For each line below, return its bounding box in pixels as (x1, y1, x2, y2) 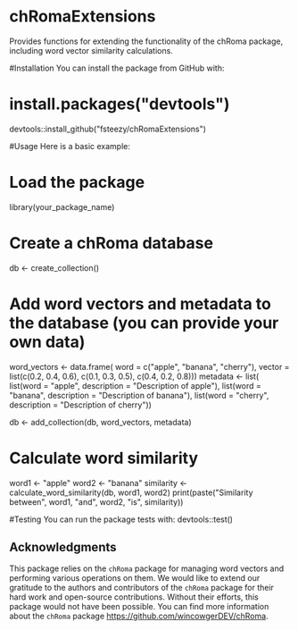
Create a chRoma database (9, 233, 214, 253)
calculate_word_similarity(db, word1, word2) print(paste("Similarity (9, 487, 253, 498)
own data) (9, 332, 86, 352)
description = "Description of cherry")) (9, 399, 152, 410)
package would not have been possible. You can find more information (9, 601, 269, 612)
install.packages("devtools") (9, 94, 230, 114)
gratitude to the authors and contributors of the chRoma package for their (9, 583, 275, 593)
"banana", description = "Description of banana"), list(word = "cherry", (9, 390, 269, 400)
